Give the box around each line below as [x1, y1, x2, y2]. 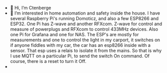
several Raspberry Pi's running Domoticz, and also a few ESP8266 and [10, 16, 159, 21]
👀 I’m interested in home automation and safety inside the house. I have [10, 10, 160, 16]
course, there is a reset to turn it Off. [10, 58, 87, 64]
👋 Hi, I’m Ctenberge [10, 5, 51, 11]
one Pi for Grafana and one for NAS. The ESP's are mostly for [10, 32, 139, 37]
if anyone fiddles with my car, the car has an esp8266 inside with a [10, 42, 151, 48]
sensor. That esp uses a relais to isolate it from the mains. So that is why [10, 48, 162, 53]
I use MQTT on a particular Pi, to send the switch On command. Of [10, 53, 150, 59]
